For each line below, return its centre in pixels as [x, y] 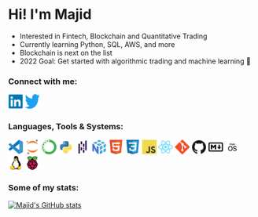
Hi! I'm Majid [50, 14]
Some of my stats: [44, 188]
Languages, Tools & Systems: [66, 127]
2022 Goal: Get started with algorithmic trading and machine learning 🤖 [135, 61]
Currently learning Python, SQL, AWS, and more [97, 44]
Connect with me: [43, 81]
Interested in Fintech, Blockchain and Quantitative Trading [113, 36]
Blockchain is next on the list [66, 52]
